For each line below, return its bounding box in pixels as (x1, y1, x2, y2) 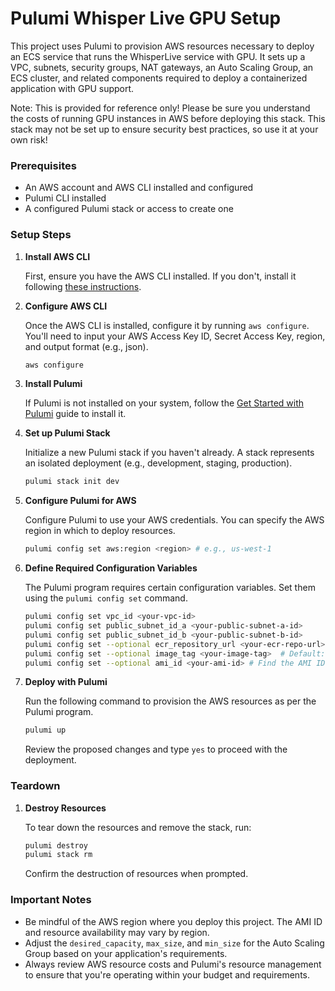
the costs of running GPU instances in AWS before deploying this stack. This (10, 112, 326, 124)
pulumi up (24, 725, 67, 736)
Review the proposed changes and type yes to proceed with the (24, 743, 288, 756)
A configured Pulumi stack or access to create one (24, 203, 234, 215)
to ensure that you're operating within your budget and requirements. (24, 968, 310, 981)
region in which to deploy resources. (24, 525, 176, 537)
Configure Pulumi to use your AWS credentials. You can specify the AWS (24, 514, 325, 526)
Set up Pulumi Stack (24, 427, 111, 439)
